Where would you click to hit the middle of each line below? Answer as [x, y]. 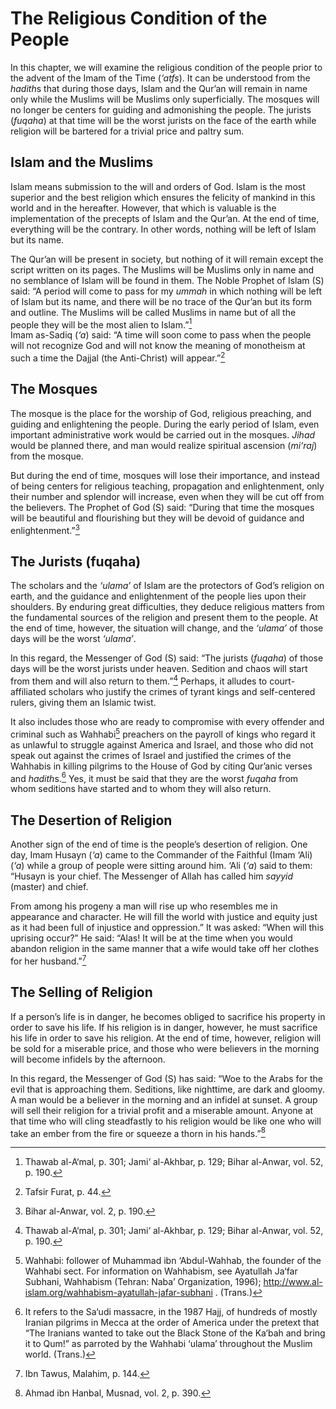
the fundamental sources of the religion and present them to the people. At [164, 618]
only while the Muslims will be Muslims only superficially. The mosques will [165, 99]
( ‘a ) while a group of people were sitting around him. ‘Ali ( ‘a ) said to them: [161, 866]
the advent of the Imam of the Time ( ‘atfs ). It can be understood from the [160, 78]
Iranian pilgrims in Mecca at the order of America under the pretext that [172, 1323]
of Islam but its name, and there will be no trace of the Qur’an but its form [161, 301]
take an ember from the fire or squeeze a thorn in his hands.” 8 [138, 1132]
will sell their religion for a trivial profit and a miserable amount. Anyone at [162, 1110]
